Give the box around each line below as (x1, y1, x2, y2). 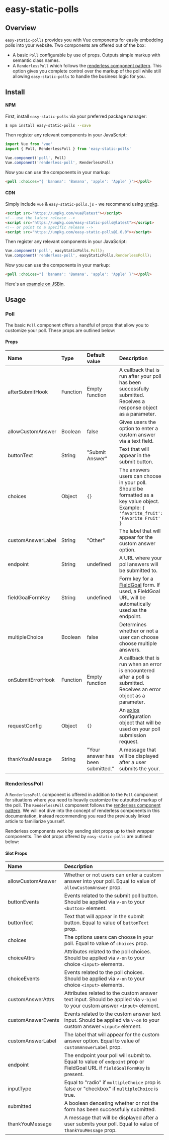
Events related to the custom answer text (64, 1010, 161, 1017)
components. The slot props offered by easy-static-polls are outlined (5, 834, 152, 840)
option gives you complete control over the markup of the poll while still (12, 68, 161, 74)
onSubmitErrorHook (8, 676, 55, 683)
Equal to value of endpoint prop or (64, 1058, 144, 1065)
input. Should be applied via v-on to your (64, 1017, 159, 1024)
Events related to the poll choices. (64, 969, 144, 976)
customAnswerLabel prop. (64, 1044, 122, 1051)
